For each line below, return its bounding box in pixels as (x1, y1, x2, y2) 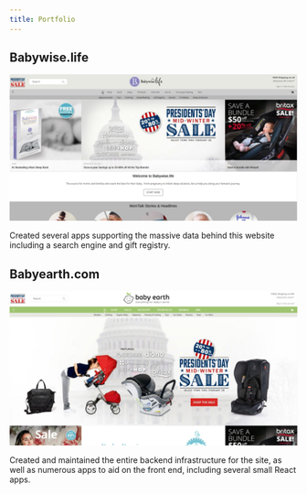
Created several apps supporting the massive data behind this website (9, 230, 275, 242)
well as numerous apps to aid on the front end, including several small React (9, 465, 297, 476)
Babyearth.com (9, 266, 101, 282)
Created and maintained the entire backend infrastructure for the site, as (9, 455, 282, 466)
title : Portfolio (9, 15, 76, 24)
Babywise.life (9, 50, 90, 66)
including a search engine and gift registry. (9, 240, 171, 251)
